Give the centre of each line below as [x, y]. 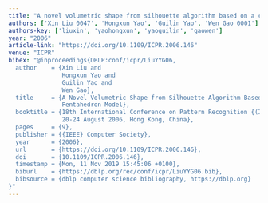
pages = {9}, [44, 127]
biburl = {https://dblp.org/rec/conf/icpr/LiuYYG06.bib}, [119, 172]
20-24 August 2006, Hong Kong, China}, [128, 120]
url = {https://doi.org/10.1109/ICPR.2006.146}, [108, 149]
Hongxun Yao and [89, 75]
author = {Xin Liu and [59, 68]
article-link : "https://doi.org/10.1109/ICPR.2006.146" [103, 46]
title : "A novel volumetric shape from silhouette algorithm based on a [132, 16]
